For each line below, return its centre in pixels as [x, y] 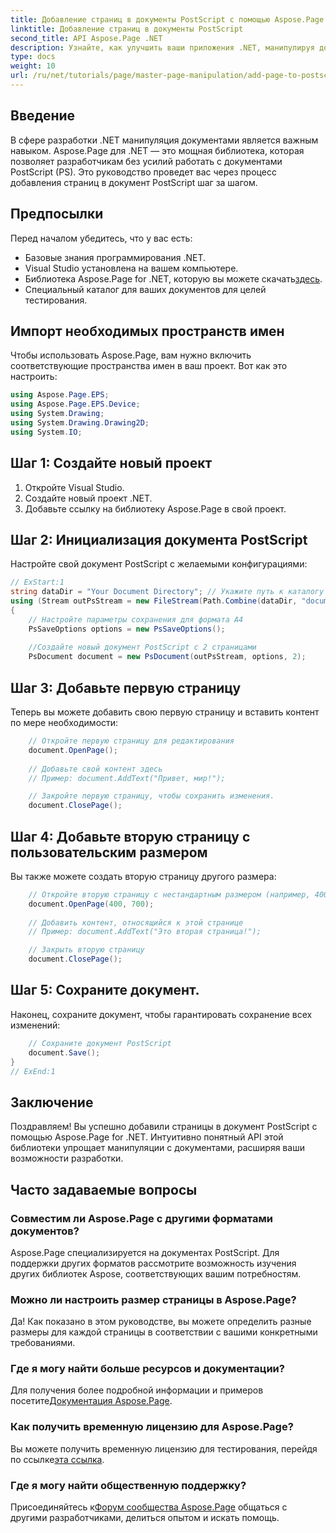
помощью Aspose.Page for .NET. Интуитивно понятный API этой [147, 1137]
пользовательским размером [109, 852]
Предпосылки [57, 214]
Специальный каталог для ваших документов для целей [145, 289]
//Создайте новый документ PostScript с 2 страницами [142, 647]
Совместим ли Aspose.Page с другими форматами [141, 1218]
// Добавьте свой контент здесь [95, 769]
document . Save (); [64, 1052]
